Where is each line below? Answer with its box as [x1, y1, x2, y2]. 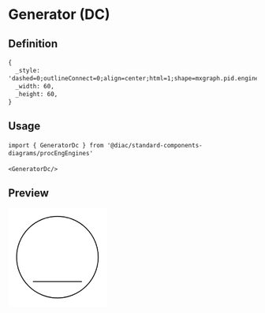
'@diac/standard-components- [106, 141, 203, 149]
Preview [8, 187, 50, 200]
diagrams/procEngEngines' [8, 149, 93, 157]
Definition [8, 37, 58, 50]
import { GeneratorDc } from [8, 141, 104, 149]
